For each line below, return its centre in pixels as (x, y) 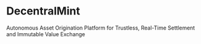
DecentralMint (43, 11)
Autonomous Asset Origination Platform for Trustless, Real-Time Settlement (101, 28)
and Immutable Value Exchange (46, 34)
